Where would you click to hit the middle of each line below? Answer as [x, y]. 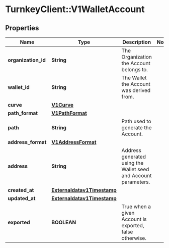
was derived [136, 90]
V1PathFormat [69, 113]
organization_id [27, 60]
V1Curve [62, 105]
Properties [22, 28]
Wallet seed [135, 169]
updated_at [22, 198]
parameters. [136, 182]
